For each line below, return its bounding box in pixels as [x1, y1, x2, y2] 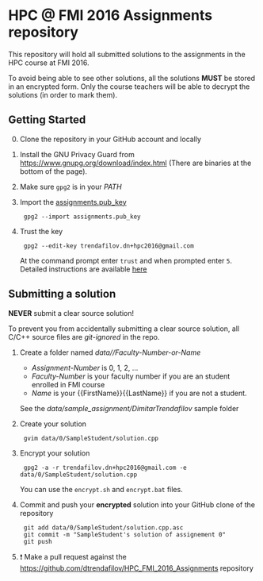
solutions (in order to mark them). [8, 90, 117, 99]
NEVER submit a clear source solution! [8, 308, 135, 317]
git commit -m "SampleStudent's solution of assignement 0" [23, 530, 227, 538]
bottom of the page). [19, 166, 88, 176]
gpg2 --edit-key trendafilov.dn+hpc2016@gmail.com [23, 241, 194, 250]
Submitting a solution [8, 287, 116, 301]
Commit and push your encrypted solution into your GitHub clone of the [19, 499, 256, 510]
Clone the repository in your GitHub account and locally [19, 134, 202, 144]
